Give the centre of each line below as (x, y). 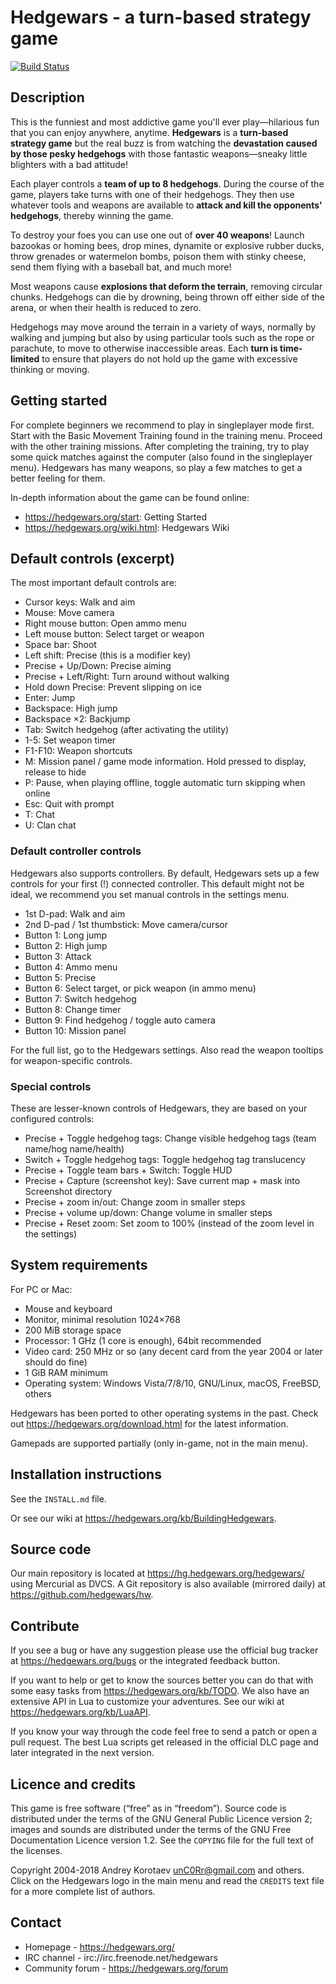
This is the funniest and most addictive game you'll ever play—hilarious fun (165, 122)
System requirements (79, 1265)
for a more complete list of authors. (83, 1892)
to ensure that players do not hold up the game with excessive (169, 358)
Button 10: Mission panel (75, 1030)
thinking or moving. (50, 369)
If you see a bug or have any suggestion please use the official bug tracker (164, 1650)
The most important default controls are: (93, 583)
